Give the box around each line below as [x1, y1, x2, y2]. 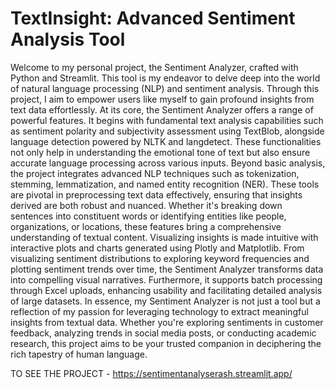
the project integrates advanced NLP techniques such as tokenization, [10, 167, 300, 179]
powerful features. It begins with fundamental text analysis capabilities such [10, 114, 324, 126]
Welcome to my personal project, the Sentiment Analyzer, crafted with [10, 61, 299, 73]
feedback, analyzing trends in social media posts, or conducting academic [10, 327, 317, 339]
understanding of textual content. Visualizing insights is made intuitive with [10, 231, 319, 243]
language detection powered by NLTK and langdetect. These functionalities [10, 135, 322, 147]
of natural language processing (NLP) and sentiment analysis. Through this [10, 82, 320, 94]
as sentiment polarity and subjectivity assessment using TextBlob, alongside [10, 125, 325, 137]
